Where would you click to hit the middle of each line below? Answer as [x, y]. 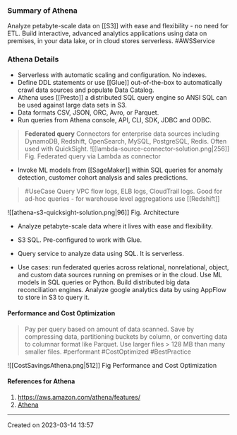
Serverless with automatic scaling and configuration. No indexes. [112, 75]
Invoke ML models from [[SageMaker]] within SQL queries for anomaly [120, 170]
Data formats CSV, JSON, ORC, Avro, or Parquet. [88, 112]
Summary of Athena [42, 11]
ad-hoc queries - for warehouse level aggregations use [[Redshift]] [122, 198]
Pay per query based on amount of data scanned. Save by [109, 329]
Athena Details [33, 59]
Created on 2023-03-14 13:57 [50, 425]
